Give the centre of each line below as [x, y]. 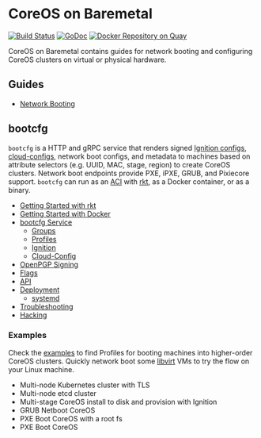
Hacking [33, 315]
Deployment [40, 290]
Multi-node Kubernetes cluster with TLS [85, 385]
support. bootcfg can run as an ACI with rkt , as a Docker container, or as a [129, 181]
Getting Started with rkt [58, 205]
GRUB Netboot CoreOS [57, 410]
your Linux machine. [42, 369]
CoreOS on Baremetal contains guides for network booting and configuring [130, 51]
